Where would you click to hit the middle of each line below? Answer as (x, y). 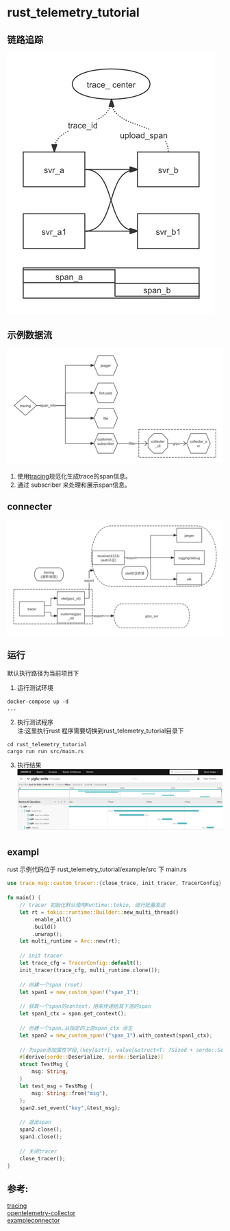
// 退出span (35, 1123)
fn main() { (24, 898)
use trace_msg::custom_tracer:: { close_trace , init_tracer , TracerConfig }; (116, 884)
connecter (30, 506)
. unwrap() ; (47, 934)
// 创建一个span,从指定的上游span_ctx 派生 (76, 1028)
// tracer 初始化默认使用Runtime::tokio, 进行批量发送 (92, 905)
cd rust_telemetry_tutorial (47, 744)
